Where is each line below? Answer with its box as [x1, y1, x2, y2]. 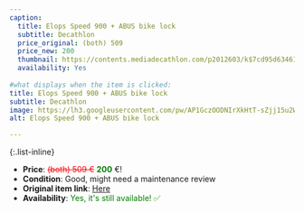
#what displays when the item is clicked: [9, 80, 172, 89]
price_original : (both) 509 [17, 38, 124, 48]
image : [9, 106, 34, 115]
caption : [9, 13, 43, 23]
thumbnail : [17, 55, 59, 64]
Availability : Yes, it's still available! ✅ [22, 193, 161, 204]
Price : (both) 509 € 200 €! [22, 164, 123, 175]
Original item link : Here [22, 183, 111, 194]
